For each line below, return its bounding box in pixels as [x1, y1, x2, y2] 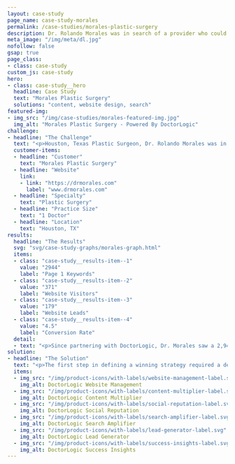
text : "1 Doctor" [20, 212, 71, 219]
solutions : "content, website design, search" [13, 101, 152, 108]
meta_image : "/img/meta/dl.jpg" [7, 36, 101, 43]
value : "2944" [20, 264, 61, 271]
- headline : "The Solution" [7, 355, 90, 363]
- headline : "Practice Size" [13, 206, 99, 213]
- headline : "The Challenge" [7, 134, 92, 141]
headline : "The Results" [13, 238, 86, 245]
